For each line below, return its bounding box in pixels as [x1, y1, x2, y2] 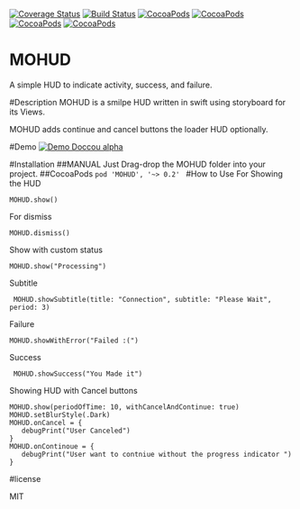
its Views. [9, 106, 45, 117]
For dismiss [9, 211, 52, 222]
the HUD [9, 177, 41, 188]
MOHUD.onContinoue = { [9, 441, 95, 450]
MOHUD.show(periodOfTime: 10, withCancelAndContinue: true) [9, 402, 241, 412]
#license [9, 473, 41, 484]
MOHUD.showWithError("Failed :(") [9, 336, 140, 345]
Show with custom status [9, 244, 104, 255]
